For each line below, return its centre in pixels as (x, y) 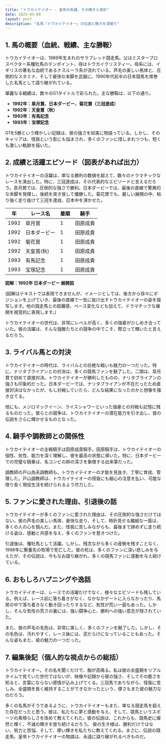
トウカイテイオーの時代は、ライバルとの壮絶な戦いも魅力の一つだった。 (79, 365)
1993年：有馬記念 (31, 116)
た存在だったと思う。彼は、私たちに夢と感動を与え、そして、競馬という (79, 711)
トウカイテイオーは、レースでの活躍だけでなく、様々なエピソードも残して (81, 592)
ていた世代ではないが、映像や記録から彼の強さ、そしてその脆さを (94, 676)
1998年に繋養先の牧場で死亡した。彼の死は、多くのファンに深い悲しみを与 (82, 550)
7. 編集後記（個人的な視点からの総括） (64, 657)
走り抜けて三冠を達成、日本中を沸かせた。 (61, 200)
